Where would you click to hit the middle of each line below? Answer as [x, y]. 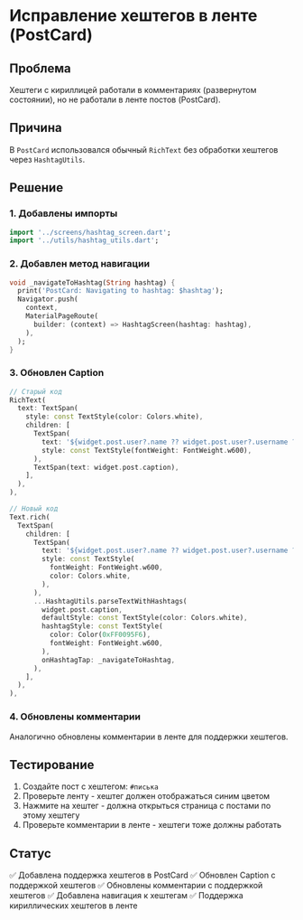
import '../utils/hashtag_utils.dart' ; [84, 240]
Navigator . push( [48, 299]
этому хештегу [51, 815]
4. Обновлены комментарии [75, 717]
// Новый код [34, 509]
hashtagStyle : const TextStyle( [103, 626]
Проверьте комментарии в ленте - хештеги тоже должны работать [152, 825]
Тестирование [52, 765]
